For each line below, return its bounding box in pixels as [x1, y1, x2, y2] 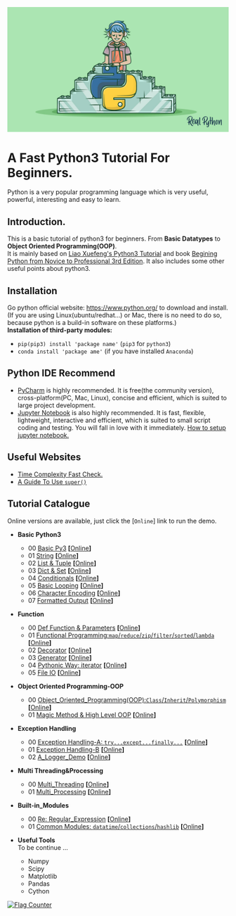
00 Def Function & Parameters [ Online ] [27, 623, 140, 632]
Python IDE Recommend [7, 367, 116, 379]
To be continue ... [17, 843, 69, 851]
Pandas [27, 879, 51, 888]
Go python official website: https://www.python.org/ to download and [7, 303, 209, 312]
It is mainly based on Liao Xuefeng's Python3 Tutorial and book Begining [7, 250, 218, 258]
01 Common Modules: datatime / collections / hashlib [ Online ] [27, 822, 204, 830]
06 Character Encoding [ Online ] [27, 588, 121, 597]
